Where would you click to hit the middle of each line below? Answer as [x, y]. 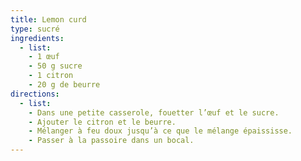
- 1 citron [51, 76]
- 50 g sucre [55, 66]
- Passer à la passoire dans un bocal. [111, 141]
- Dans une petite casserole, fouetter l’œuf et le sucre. [154, 112]
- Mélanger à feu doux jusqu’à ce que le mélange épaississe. [160, 131]
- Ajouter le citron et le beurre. [102, 122]
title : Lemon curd [48, 19]
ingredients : [37, 38]
